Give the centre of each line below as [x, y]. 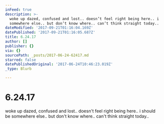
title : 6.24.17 [21, 37]
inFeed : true [18, 10]
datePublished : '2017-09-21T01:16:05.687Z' [50, 32]
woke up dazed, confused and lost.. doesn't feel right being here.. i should [80, 111]
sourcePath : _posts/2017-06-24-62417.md [47, 55]
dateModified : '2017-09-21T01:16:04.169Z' [49, 28]
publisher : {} [20, 46]
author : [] [16, 42]
